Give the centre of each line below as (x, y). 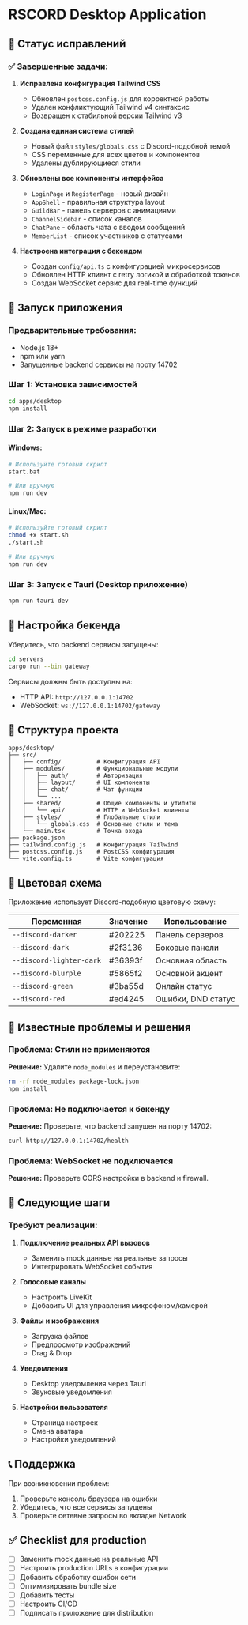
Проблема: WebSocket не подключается (91, 1161)
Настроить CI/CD (48, 1604)
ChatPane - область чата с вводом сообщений (108, 227)
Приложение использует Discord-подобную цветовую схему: (112, 902)
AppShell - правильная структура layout (98, 202)
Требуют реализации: (53, 1225)
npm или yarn (42, 356)
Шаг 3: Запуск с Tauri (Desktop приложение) (98, 584)
